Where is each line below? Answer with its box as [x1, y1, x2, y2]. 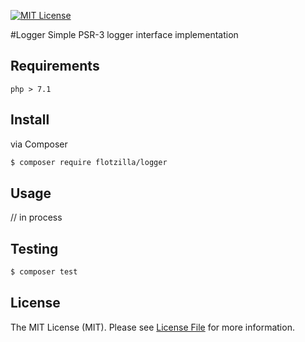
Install [10, 111, 50, 129]
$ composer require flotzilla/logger [10, 157, 168, 167]
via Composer [10, 138, 68, 150]
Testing [10, 240, 59, 257]
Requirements [10, 58, 100, 75]
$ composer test [10, 267, 78, 277]
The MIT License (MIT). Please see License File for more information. [10, 321, 295, 333]
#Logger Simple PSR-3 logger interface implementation [10, 29, 239, 40]
